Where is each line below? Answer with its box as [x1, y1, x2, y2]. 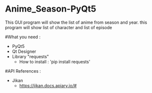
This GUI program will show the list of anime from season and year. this [5, 19, 148, 25]
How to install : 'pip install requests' [19, 59, 91, 64]
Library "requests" [12, 53, 49, 59]
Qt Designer [12, 48, 36, 54]
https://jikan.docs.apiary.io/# [19, 82, 77, 88]
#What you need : [5, 34, 41, 40]
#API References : [5, 68, 41, 74]
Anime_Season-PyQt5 [5, 3, 96, 15]
